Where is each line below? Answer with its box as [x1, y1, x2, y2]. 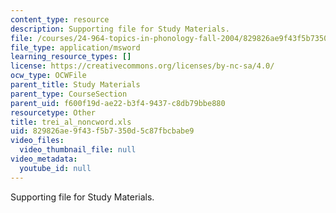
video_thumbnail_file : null [19, 145, 137, 155]
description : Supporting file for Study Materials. [10, 24, 230, 34]
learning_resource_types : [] [10, 52, 132, 62]
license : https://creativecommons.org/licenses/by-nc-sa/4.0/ [10, 61, 275, 71]
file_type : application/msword [10, 42, 141, 53]
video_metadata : [10, 154, 78, 164]
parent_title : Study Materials [10, 80, 141, 90]
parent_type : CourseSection [10, 89, 128, 99]
